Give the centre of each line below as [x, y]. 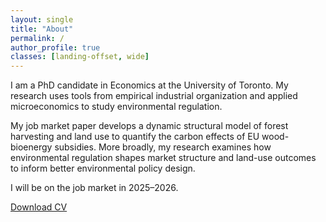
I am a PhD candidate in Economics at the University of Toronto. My [149, 85]
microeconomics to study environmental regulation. [116, 107]
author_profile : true [55, 47]
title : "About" [42, 29]
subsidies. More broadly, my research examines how [163, 147]
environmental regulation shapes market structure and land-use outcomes [163, 158]
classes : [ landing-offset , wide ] [80, 57]
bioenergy [31, 147]
